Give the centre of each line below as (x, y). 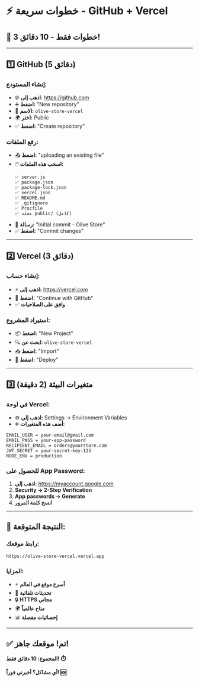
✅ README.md (30, 198)
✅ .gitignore (31, 203)
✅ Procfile (29, 208)
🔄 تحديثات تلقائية (33, 593)
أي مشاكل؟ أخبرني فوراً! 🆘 (36, 672)
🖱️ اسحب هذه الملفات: (39, 164)
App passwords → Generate (50, 496)
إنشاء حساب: (23, 276)
